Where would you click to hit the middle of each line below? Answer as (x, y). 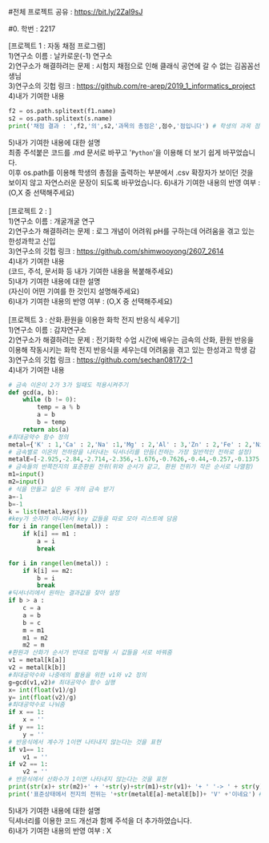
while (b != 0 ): (50, 400)
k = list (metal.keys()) (48, 511)
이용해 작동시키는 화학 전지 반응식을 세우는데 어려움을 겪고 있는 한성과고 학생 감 (132, 349)
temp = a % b (59, 407)
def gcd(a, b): (34, 392)
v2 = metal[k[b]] (37, 668)
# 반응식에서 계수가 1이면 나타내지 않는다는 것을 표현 (85, 742)
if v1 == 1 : (26, 749)
